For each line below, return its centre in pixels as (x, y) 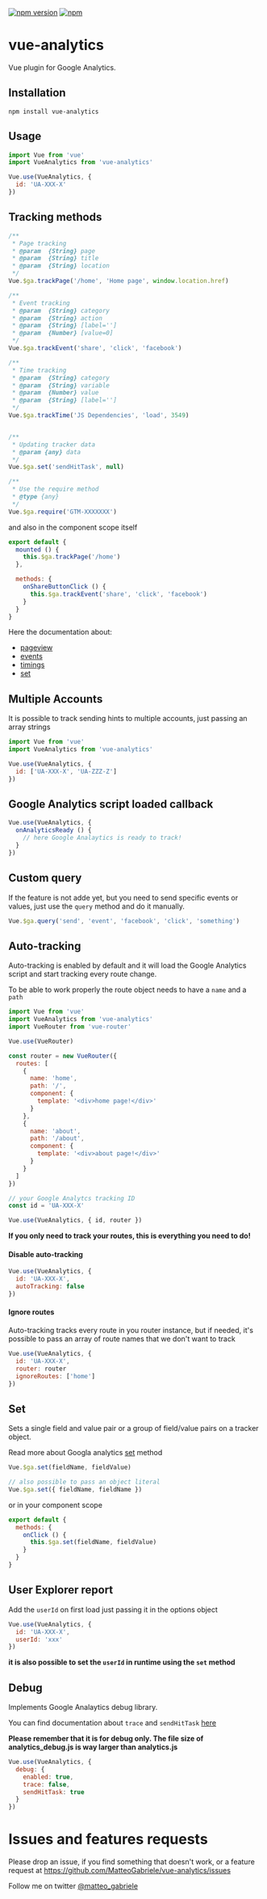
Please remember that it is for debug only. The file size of (106, 1739)
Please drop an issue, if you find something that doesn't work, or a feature (132, 1862)
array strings (29, 727)
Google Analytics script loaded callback (111, 804)
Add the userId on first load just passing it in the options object (113, 1610)
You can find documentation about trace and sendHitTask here (112, 1723)
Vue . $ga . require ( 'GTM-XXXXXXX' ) (63, 512)
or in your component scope (56, 1504)
